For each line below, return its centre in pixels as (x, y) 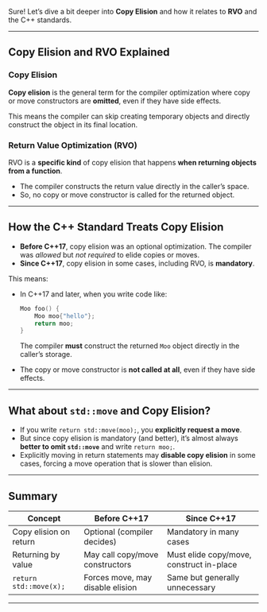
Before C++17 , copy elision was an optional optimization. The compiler (135, 246)
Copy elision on (41, 532)
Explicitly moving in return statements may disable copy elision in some (137, 455)
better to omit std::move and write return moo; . (97, 447)
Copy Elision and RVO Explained (89, 52)
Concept (44, 518)
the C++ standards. (40, 20)
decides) (100, 541)
